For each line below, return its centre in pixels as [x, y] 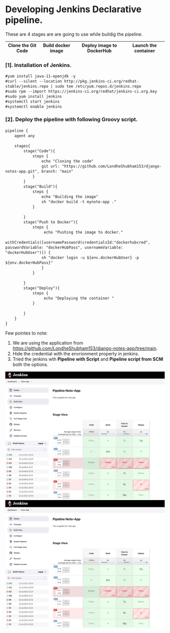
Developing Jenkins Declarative [73, 9]
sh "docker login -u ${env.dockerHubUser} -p [90, 257]
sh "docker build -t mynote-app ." [79, 202]
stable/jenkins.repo [27, 87]
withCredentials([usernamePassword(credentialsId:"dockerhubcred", [78, 242]
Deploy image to [99, 45]
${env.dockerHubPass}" [29, 262]
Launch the [144, 45]
